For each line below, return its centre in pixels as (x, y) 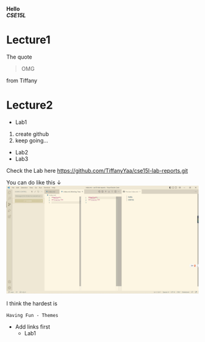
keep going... (32, 140)
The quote (19, 57)
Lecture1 (28, 40)
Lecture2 (30, 105)
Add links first (33, 327)
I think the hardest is (32, 304)
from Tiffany (22, 80)
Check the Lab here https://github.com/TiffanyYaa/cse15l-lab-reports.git (97, 170)
